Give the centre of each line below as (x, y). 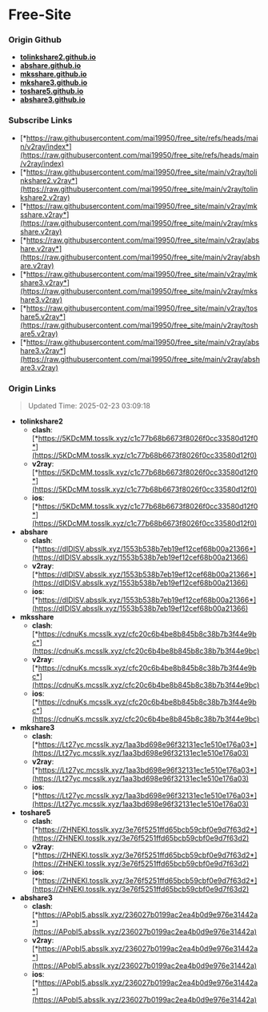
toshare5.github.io (52, 91)
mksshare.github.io (53, 74)
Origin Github (35, 40)
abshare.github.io (50, 66)
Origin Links (32, 388)
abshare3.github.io (52, 100)
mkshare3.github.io (54, 82)
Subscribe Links (40, 120)
